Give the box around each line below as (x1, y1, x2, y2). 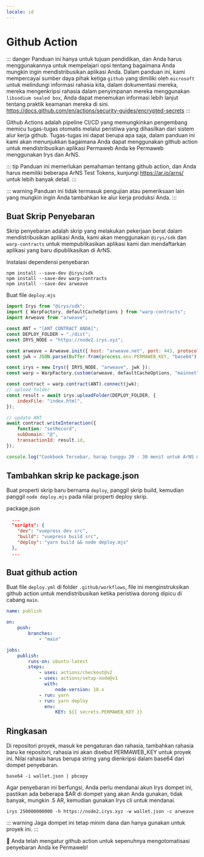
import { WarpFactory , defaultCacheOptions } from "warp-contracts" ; (6, 309, 186, 315)
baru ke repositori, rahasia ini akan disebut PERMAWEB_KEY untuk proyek (6, 748, 191, 756)
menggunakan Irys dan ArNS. (6, 151, 80, 158)
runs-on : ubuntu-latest (28, 658, 88, 664)
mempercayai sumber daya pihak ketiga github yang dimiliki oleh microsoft (6, 74, 195, 82)
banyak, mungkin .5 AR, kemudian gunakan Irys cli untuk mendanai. (6, 797, 176, 804)
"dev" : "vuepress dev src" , (17, 528, 88, 534)
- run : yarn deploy (38, 698, 88, 704)
